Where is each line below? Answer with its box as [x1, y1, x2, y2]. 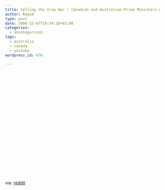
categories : [5, 25, 29, 30]
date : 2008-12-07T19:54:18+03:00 [5, 21, 74, 26]
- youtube [9, 48, 29, 53]
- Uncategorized [9, 30, 43, 35]
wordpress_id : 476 [5, 52, 43, 58]
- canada [9, 44, 27, 48]
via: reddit [5, 180, 26, 186]
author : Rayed [5, 12, 34, 17]
